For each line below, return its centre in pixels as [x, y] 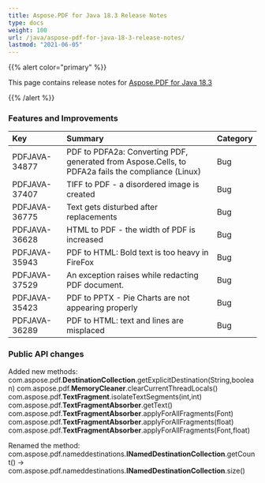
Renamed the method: [44, 445]
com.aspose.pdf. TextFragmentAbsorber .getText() [91, 405]
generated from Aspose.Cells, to [127, 162]
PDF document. [95, 285]
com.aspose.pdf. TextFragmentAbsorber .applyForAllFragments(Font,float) [129, 430]
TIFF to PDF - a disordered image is [133, 185]
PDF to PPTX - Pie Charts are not [128, 298]
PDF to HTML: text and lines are [125, 320]
